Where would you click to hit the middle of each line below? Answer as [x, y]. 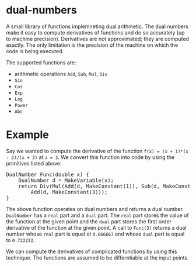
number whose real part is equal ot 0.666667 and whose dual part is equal [95, 234]
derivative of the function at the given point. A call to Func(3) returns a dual [96, 227]
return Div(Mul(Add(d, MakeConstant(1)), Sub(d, [89, 186]
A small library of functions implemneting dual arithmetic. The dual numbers [97, 26]
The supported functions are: [41, 63]
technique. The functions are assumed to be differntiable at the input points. [97, 257]
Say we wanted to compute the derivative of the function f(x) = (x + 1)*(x [97, 151]
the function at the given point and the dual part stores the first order [89, 221]
